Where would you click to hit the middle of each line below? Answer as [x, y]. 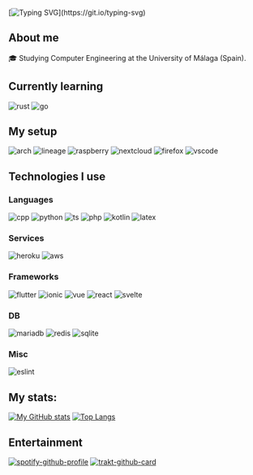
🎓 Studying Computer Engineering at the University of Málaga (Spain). [127, 58]
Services [26, 238]
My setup [33, 132]
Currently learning [56, 86]
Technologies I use [57, 176]
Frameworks [34, 277]
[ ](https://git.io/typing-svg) [77, 13]
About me [34, 38]
